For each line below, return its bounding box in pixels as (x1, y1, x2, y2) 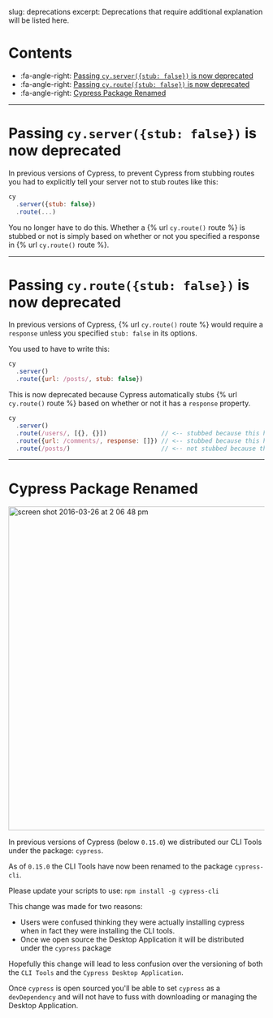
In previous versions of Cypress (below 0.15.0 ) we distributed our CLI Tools (8, 837, 262, 847)
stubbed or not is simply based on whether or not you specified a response (8, 231, 260, 240)
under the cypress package (19, 943, 112, 953)
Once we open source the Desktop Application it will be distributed (19, 934, 245, 945)
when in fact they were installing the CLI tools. (19, 926, 175, 936)
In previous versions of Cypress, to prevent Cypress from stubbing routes (8, 168, 255, 178)
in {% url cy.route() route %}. (8, 240, 110, 249)
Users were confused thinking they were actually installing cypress (19, 917, 245, 927)
